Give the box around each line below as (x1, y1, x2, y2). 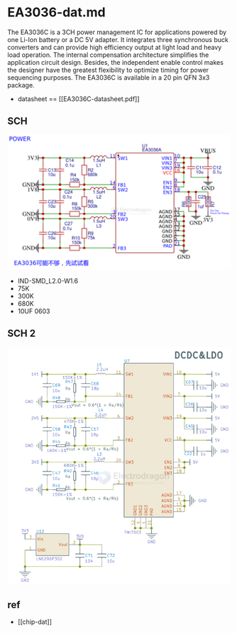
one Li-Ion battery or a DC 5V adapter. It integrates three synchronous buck (7, 35, 228, 43)
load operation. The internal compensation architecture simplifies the (7, 51, 209, 59)
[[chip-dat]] (17, 617, 52, 627)
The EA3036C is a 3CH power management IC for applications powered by (7, 28, 227, 36)
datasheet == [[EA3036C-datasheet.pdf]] (17, 94, 140, 103)
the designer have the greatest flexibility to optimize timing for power (7, 66, 209, 74)
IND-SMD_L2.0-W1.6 (17, 276, 79, 285)
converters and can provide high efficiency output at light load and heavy (7, 43, 222, 51)
